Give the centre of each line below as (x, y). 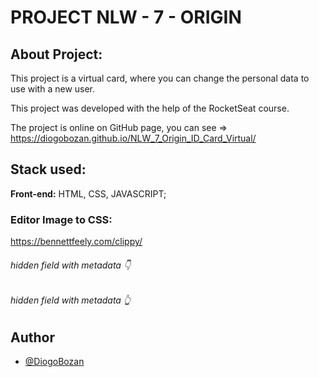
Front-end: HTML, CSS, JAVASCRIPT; (88, 193)
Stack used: (48, 169)
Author (32, 337)
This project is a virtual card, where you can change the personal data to (160, 78)
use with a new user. (53, 89)
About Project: (56, 54)
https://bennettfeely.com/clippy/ (76, 242)
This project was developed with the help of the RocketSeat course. (150, 108)
